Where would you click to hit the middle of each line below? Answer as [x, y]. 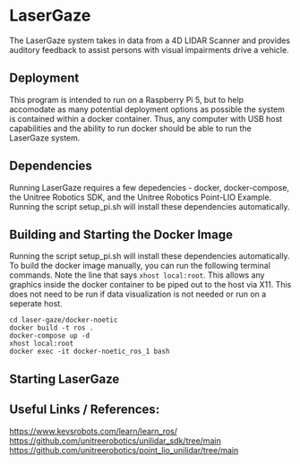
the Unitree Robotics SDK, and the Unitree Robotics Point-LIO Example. [141, 197]
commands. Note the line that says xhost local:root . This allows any [137, 275]
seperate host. [36, 304]
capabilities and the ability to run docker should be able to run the [131, 128]
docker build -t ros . [51, 328]
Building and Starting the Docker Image [121, 234]
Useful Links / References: [85, 410]
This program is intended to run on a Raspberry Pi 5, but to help [127, 99]
